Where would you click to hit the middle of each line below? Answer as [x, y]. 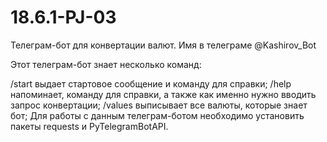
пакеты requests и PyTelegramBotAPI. [89, 126]
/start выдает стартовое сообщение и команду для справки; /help [151, 83]
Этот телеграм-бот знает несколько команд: [106, 64]
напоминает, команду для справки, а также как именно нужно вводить [163, 94]
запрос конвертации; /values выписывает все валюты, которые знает [159, 105]
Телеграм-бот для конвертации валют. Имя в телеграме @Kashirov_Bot [163, 45]
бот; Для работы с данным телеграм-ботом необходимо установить [157, 115]
